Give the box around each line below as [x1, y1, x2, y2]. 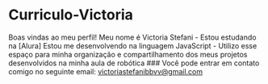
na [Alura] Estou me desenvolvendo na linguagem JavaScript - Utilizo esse [8, 40, 258, 50]
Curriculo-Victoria [8, 6, 133, 24]
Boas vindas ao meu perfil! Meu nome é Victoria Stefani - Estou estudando [8, 32, 257, 42]
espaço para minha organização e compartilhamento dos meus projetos [8, 49, 248, 59]
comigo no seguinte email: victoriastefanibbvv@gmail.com [8, 66, 203, 76]
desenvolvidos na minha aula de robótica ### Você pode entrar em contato [8, 58, 260, 68]
